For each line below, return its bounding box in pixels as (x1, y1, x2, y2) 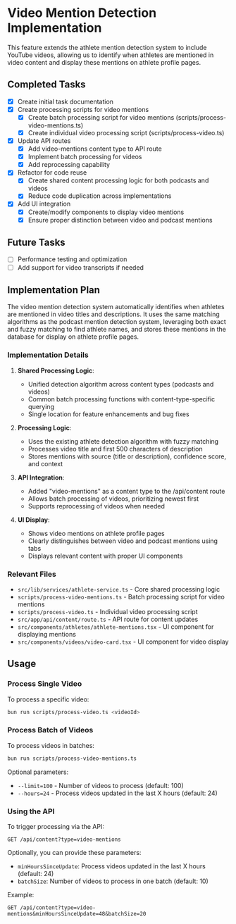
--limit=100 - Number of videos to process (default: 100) (17, 781, 185, 789)
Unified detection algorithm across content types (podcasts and (27, 380, 214, 388)
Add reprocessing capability (27, 161, 111, 169)
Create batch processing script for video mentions (27, 113, 175, 121)
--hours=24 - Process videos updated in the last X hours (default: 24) (17, 789, 218, 797)
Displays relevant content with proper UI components (27, 551, 183, 560)
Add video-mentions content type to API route (27, 144, 162, 153)
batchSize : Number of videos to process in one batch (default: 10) (17, 877, 209, 885)
